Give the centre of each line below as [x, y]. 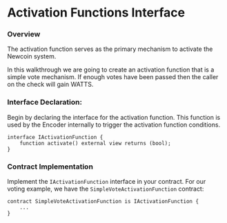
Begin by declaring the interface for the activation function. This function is [114, 117]
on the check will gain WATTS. [50, 85]
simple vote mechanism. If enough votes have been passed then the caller [113, 77]
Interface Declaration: [45, 103]
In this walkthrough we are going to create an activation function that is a [111, 70]
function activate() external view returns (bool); [95, 143]
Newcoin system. [32, 56]
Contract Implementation [50, 167]
